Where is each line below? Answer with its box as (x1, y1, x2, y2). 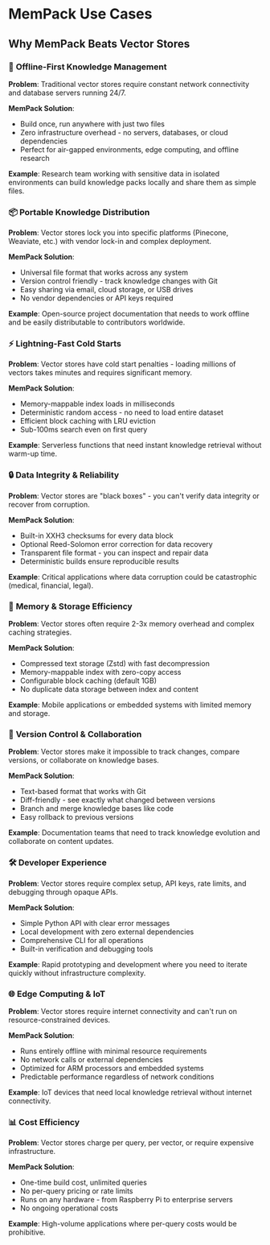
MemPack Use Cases (8, 5, 153, 23)
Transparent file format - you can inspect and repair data (19, 548, 209, 557)
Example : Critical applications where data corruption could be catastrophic (8, 572, 257, 581)
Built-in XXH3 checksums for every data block (19, 531, 174, 540)
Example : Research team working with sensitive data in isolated (8, 168, 219, 178)
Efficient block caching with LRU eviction (19, 416, 156, 426)
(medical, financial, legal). (8, 581, 94, 590)
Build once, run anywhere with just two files (19, 118, 165, 129)
